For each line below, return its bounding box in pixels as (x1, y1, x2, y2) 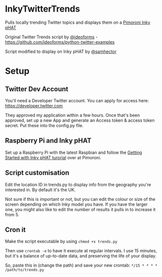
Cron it (5, 226, 26, 234)
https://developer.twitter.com (5, 103, 63, 109)
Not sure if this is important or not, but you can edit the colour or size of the (5, 196, 156, 202)
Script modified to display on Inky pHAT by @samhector (5, 49, 117, 54)
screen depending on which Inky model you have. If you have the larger (5, 201, 148, 207)
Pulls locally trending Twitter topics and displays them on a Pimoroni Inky (5, 19, 151, 25)
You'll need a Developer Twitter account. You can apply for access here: (5, 98, 149, 103)
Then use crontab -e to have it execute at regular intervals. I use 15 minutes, (5, 248, 157, 254)
